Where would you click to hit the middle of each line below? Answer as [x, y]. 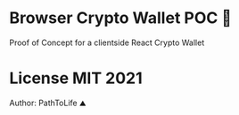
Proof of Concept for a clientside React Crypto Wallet [107, 42]
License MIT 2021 [76, 78]
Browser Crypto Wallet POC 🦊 [120, 18]
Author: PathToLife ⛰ [48, 103]
